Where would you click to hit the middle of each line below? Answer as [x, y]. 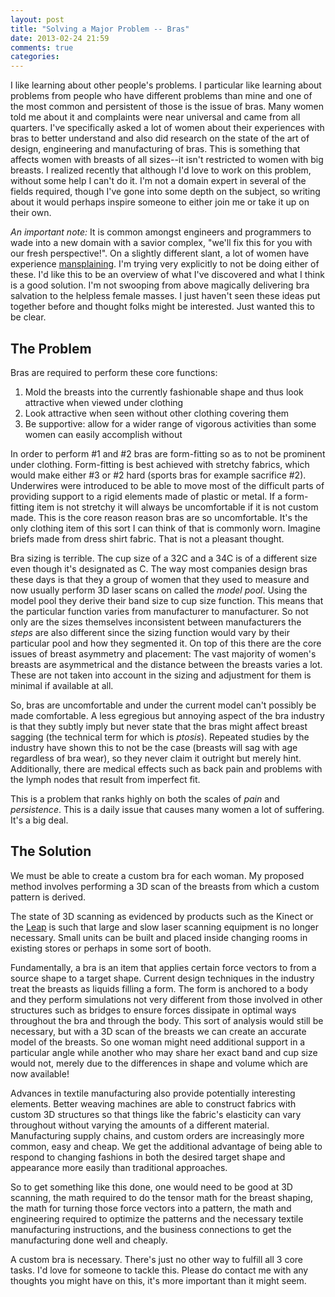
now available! [40, 1073]
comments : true [42, 47]
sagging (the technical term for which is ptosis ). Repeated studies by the [160, 737]
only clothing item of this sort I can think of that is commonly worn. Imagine [165, 528]
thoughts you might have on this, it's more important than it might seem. [158, 1280]
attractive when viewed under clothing [104, 402]
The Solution [51, 851]
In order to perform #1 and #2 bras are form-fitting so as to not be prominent [168, 453]
